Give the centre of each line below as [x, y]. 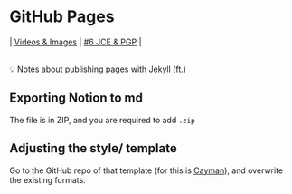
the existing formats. [47, 179]
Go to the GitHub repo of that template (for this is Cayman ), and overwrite [146, 170]
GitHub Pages [62, 17]
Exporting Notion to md [76, 98]
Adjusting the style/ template [94, 148]
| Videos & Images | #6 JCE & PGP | [75, 42]
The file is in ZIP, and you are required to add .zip [103, 120]
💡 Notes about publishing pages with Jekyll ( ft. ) [98, 69]
